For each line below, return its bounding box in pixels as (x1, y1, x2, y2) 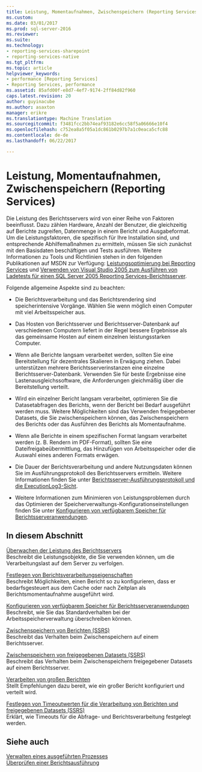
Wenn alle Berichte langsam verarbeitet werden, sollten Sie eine (14, 351, 173, 358)
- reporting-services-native (6, 54, 79, 60)
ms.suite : (6, 37, 31, 43)
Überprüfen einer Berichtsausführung (6, 759, 100, 767)
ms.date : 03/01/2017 (6, 20, 58, 26)
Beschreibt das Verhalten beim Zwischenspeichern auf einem (6, 633, 159, 640)
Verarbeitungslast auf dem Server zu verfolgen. (6, 559, 124, 567)
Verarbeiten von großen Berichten (6, 675, 91, 683)
